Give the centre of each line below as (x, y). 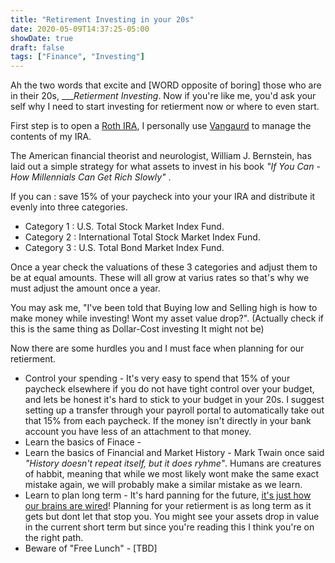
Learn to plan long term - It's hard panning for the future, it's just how (168, 495)
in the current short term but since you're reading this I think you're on (169, 527)
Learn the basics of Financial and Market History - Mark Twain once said (174, 453)
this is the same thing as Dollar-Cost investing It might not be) (137, 329)
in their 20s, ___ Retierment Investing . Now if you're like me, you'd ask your (163, 96)
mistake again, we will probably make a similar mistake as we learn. (163, 485)
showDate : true (42, 38)
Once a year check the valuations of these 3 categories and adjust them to (164, 267)
